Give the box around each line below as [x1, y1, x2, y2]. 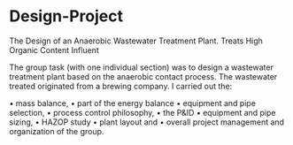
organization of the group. [9, 126, 104, 136]
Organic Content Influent [9, 44, 99, 55]
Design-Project [9, 6, 124, 27]
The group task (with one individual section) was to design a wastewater [9, 62, 274, 72]
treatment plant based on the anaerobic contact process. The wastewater [9, 71, 278, 81]
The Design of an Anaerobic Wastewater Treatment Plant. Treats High [9, 35, 264, 46]
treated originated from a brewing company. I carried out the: [9, 80, 233, 91]
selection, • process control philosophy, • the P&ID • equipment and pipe [9, 107, 276, 118]
